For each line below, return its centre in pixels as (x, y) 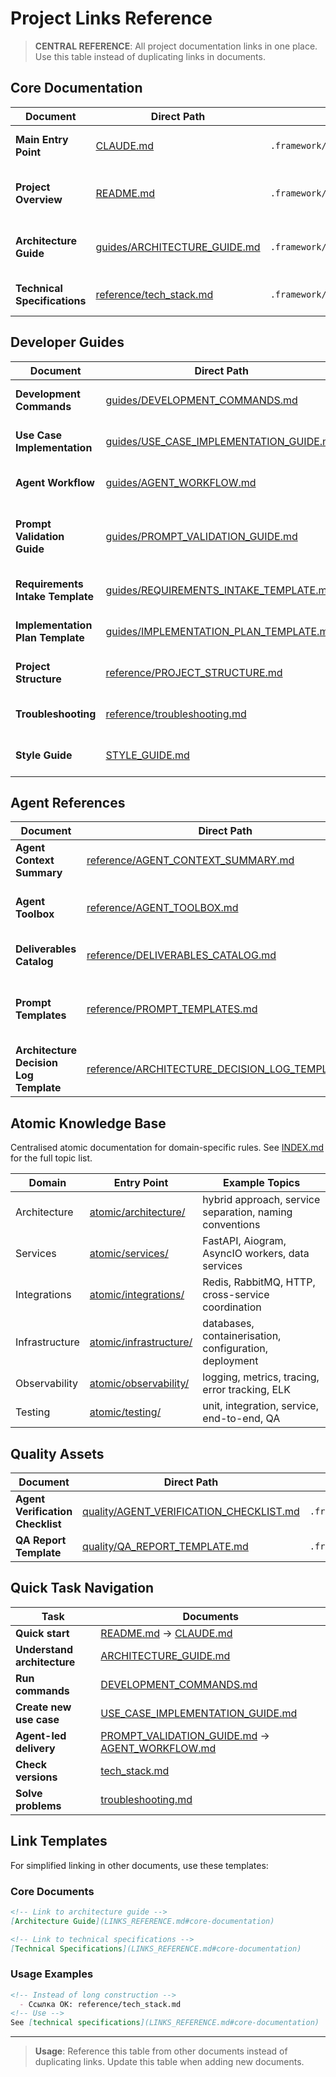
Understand (44, 1649)
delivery (35, 1748)
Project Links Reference (111, 18)
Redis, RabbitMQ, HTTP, (259, 1282)
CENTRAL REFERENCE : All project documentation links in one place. (176, 46)
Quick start (42, 1633)
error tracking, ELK (246, 1390)
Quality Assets (57, 1453)
